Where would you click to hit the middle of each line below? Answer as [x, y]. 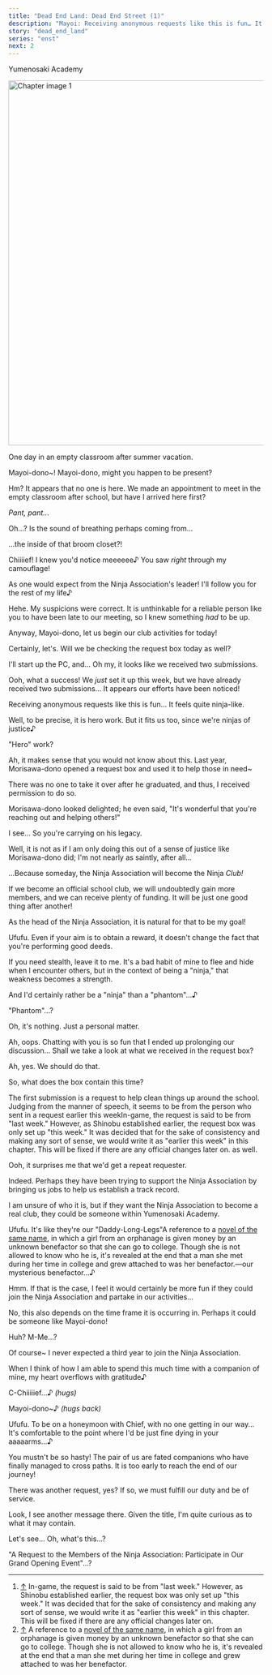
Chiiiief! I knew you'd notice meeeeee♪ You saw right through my [117, 560]
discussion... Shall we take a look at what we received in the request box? [131, 1050]
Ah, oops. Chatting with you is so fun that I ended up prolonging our [121, 1042]
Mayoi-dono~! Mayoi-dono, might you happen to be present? [110, 473]
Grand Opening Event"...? [50, 1563]
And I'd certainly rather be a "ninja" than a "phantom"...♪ [103, 995]
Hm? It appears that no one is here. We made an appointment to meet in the [135, 488]
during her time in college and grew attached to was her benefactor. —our [131, 1264]
